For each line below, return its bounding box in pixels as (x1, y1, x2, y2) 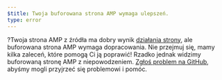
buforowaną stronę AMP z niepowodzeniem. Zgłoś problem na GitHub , (7, 57, 210, 66)
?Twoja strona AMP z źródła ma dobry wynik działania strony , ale (7, 35, 193, 43)
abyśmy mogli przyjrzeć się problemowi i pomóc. (7, 65, 148, 73)
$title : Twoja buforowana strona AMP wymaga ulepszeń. (7, 10, 169, 17)
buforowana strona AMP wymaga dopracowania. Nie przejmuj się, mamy (7, 43, 215, 51)
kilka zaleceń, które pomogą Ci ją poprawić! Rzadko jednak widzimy (7, 50, 201, 59)
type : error (7, 17, 42, 23)
